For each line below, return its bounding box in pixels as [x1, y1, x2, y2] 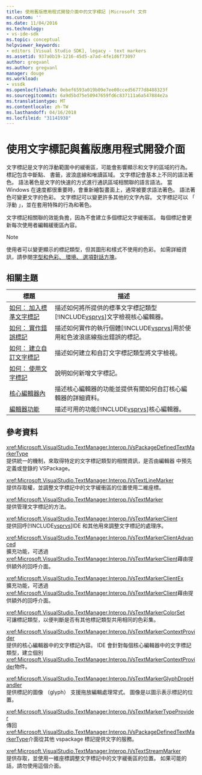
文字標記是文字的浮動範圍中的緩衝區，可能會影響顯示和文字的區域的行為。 [6, 163, 191, 171]
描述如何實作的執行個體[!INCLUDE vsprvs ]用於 [55, 324, 185, 332]
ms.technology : [6, 25, 44, 32]
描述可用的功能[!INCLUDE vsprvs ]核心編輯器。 [55, 405, 185, 413]
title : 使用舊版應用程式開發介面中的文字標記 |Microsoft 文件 [6, 8, 147, 15]
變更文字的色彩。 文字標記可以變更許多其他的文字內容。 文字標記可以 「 [16, 193, 195, 201]
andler [6, 681, 22, 688]
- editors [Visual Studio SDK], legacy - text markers [6, 48, 147, 54]
